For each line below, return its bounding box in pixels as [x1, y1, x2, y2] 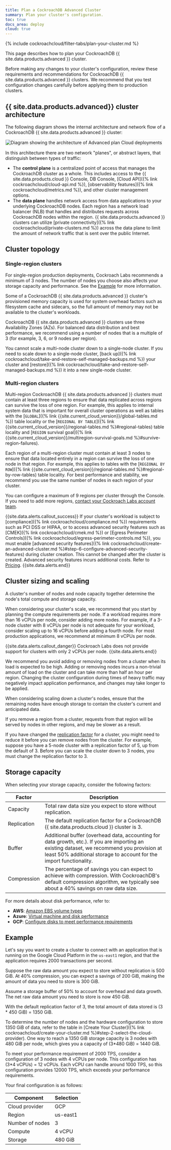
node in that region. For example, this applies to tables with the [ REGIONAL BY [5, 461, 165, 467]
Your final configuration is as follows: [5, 1082, 83, 1089]
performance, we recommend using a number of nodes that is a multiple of [5, 330, 163, 336]
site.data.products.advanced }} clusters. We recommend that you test [5, 77, 152, 83]
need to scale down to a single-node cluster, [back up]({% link [5, 351, 136, 357]
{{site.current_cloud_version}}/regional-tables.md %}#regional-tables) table [5, 424, 164, 430]
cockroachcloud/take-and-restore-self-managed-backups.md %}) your [5, 356, 156, 362]
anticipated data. [5, 706, 41, 712]
